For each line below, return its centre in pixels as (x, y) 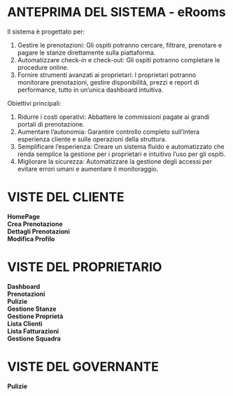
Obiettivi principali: (34, 103)
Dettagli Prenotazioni (38, 231)
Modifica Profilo (31, 239)
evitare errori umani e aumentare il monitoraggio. (88, 169)
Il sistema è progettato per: (46, 31)
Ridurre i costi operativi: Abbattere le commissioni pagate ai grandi (113, 117)
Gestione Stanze (32, 309)
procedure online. (43, 67)
